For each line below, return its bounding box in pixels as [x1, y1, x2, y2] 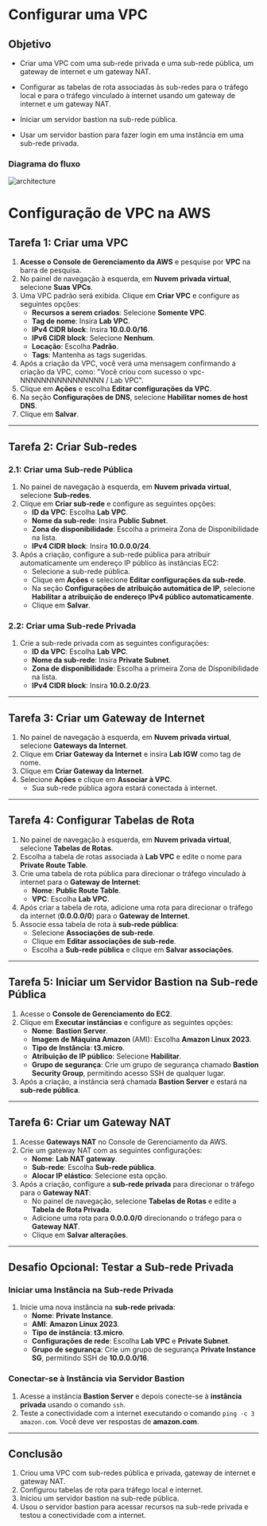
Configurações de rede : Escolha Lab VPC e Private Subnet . [31, 1336, 230, 1346]
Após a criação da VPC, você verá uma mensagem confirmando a [19, 358, 236, 368]
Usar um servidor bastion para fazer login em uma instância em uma [19, 130, 244, 139]
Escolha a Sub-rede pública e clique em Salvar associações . [31, 945, 234, 954]
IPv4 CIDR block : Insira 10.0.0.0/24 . [31, 541, 152, 550]
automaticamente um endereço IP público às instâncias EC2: [19, 558, 219, 567]
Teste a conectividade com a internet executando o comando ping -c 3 [19, 1408, 255, 1418]
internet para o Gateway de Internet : [19, 877, 141, 886]
